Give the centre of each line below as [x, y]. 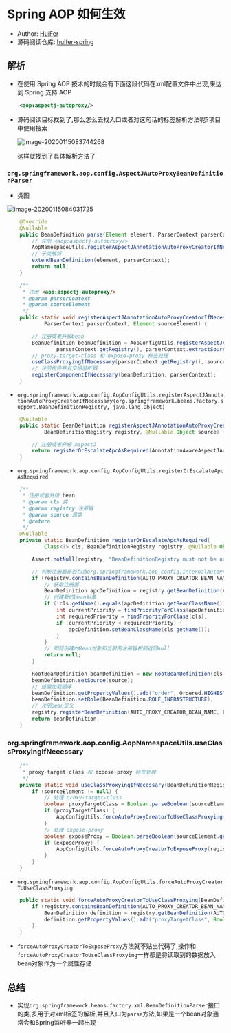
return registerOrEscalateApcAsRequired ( [92, 451]
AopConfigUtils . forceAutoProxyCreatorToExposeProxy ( [133, 849]
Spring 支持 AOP [48, 92]
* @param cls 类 [45, 502]
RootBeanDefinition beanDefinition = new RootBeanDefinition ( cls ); [130, 674]
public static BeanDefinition [63, 425]
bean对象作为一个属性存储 [54, 963]
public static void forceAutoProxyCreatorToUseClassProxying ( [110, 900]
